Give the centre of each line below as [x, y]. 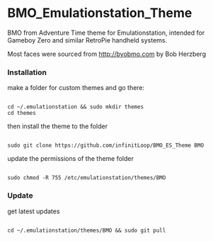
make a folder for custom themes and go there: [76, 88]
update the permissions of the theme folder [71, 159]
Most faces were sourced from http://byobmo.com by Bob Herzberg [107, 54]
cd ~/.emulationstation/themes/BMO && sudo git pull [87, 230]
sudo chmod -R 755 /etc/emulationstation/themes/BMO [87, 178]
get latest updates [34, 211]
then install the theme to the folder [58, 126]
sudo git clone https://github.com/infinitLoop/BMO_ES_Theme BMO [105, 146]
